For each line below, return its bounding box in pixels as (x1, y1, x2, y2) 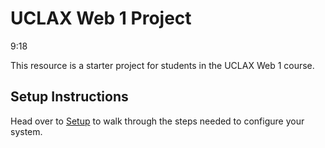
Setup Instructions (10, 88, 129, 106)
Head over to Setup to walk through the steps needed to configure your (10, 115, 305, 127)
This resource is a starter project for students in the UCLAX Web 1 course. (10, 59, 315, 71)
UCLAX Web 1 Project (10, 7, 192, 30)
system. (10, 125, 43, 137)
